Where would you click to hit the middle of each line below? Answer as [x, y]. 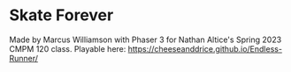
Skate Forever [61, 15]
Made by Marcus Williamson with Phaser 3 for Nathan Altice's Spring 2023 [145, 40]
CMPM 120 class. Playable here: [68, 48]
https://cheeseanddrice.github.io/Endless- [205, 48]
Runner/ [23, 58]
